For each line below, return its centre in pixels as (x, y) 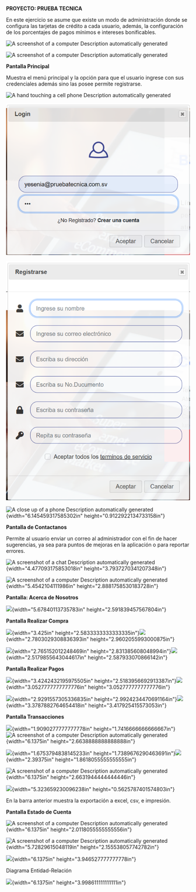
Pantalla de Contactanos (36, 527)
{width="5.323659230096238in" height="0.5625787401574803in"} (93, 790)
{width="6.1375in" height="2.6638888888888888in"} (71, 741)
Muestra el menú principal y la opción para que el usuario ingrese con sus (95, 78)
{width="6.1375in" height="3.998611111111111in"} (69, 883)
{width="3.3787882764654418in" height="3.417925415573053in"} (87, 706)
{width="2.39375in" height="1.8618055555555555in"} (71, 760)
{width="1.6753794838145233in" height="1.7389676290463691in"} (94, 753)
